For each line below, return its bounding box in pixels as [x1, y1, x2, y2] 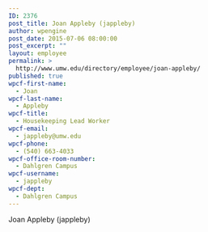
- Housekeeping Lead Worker [15, 117, 111, 125]
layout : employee [8, 49, 67, 57]
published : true [8, 72, 63, 80]
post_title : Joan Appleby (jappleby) [8, 19, 136, 27]
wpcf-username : [8, 170, 60, 178]
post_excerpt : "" [8, 42, 67, 50]
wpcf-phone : [8, 139, 49, 148]
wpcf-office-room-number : [8, 154, 96, 162]
